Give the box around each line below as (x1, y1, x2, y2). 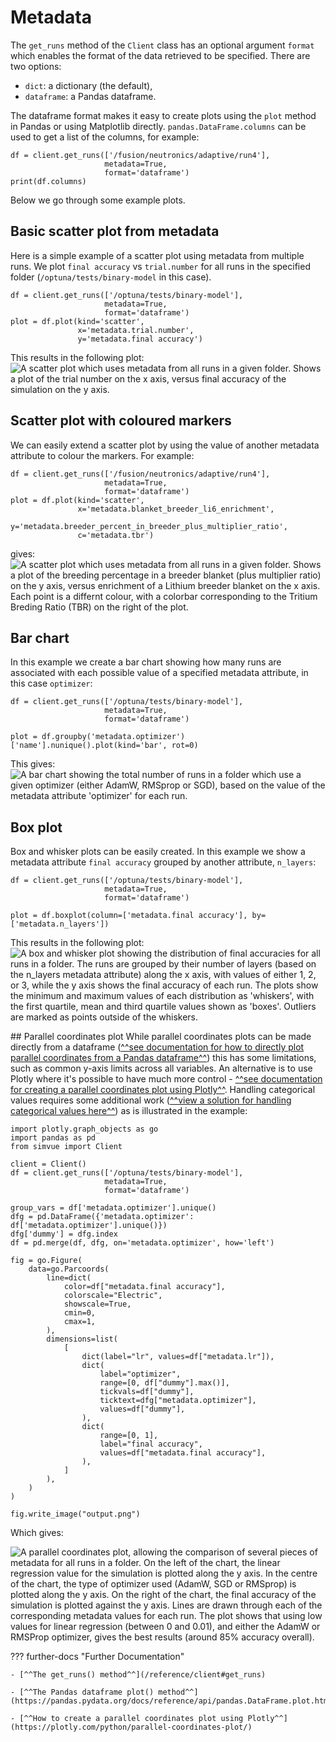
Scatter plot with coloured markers (10, 412, 232, 430)
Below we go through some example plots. (10, 194, 186, 206)
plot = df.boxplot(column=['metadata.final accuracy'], (10, 911, 248, 921)
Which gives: (10, 1527, 64, 1539)
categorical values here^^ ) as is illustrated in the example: (10, 1105, 248, 1117)
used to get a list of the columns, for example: (10, 131, 200, 143)
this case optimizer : (10, 677, 93, 690)
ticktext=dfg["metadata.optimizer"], (99, 1396, 257, 1406)
